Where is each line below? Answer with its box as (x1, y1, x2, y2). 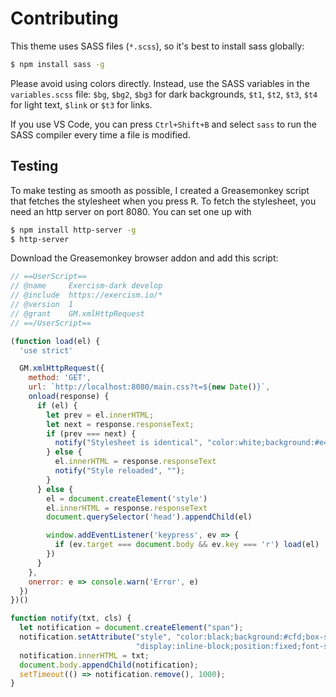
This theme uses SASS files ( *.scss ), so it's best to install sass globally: (10, 40, 305, 52)
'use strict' (19, 345, 74, 356)
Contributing (10, 7, 119, 30)
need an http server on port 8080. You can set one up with (10, 205, 252, 217)
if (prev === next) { (46, 428, 137, 439)
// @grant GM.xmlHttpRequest (10, 308, 145, 319)
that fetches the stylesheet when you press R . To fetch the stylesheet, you (10, 195, 317, 207)
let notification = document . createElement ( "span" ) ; (19, 623, 244, 633)
